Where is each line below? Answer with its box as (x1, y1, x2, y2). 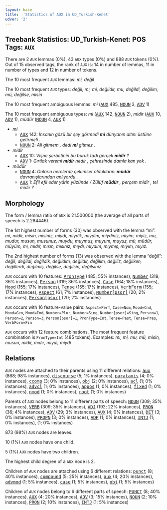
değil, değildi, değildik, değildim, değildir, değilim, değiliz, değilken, (5, 258, 142, 264)
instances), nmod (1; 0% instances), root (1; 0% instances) (5, 388, 126, 394)
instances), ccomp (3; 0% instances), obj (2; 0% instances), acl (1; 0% (5, 378, 153, 384)
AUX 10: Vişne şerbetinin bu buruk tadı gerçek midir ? (19, 153, 129, 159)
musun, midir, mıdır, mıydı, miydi (5, 340, 71, 345)
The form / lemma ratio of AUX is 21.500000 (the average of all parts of (5, 212, 150, 218)
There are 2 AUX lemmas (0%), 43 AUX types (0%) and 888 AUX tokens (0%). (5, 56, 160, 63)
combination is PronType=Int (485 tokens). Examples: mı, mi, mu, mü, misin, (5, 334, 161, 340)
